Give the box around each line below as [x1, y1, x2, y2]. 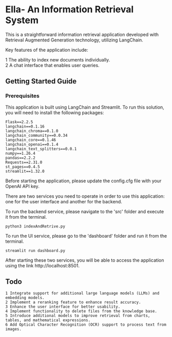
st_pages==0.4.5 [5, 164, 40, 170]
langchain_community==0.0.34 [5, 133, 68, 138]
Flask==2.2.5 [5, 119, 33, 124]
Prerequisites [5, 92, 40, 99]
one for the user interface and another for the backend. [5, 198, 122, 204]
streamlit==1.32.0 [5, 168, 45, 174]
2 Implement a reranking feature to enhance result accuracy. [5, 300, 141, 305]
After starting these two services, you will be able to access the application [5, 257, 164, 263]
